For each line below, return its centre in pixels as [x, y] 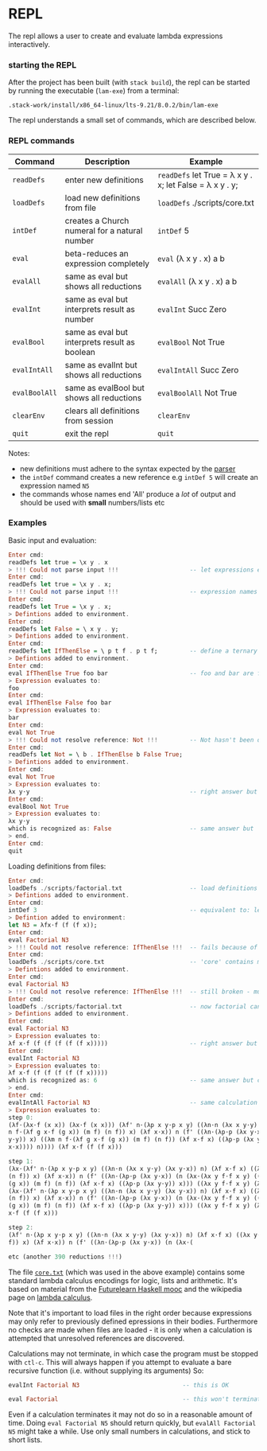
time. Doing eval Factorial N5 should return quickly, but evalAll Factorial [132, 1423]
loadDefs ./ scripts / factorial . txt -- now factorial [128, 1006]
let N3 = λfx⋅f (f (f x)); [53, 925]
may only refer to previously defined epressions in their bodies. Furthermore [133, 1321]
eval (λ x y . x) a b [191, 258]
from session [89, 420]
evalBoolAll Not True [197, 392]
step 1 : [21, 1162]
